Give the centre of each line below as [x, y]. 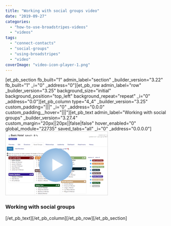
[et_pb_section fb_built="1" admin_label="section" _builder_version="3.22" [84, 80]
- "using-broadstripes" [35, 54]
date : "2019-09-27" [26, 16]
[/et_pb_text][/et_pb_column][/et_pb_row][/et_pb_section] [66, 218]
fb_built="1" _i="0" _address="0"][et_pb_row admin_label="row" [73, 85]
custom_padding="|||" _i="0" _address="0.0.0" [55, 107]
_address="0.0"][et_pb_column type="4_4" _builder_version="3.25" [77, 102]
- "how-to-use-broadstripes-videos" [49, 27]
